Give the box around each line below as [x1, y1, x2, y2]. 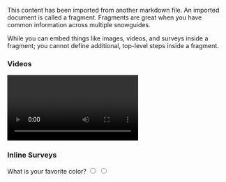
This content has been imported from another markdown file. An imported [7, 6, 220, 14]
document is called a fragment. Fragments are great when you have [7, 13, 202, 22]
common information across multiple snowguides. [7, 21, 151, 29]
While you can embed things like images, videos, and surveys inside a [7, 34, 209, 43]
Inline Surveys [7, 150, 57, 160]
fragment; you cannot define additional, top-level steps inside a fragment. [7, 42, 220, 50]
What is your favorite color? [7, 167, 87, 175]
